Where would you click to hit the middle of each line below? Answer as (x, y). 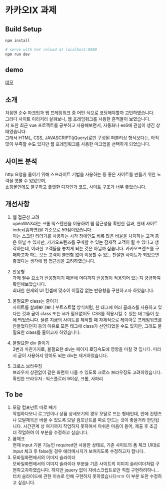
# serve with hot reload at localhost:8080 (51, 50)
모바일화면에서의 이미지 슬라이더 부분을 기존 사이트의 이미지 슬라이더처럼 (83, 463)
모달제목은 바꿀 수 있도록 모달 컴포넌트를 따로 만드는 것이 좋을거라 (82, 420)
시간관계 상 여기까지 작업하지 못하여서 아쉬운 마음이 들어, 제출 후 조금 (90, 426)
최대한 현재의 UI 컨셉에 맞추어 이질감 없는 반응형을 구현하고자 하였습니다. (83, 290)
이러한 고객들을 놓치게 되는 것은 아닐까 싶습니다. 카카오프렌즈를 (92, 248)
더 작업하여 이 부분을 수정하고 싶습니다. (50, 432)
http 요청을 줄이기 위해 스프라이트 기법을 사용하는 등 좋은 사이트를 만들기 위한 (80, 174)
